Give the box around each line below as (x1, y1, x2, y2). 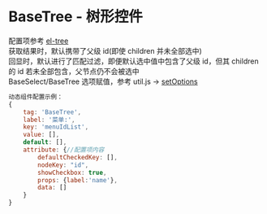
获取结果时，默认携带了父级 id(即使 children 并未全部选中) (8, 46, 203, 55)
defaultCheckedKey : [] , (37, 153, 118, 161)
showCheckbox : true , (37, 168, 107, 177)
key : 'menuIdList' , (23, 123, 89, 131)
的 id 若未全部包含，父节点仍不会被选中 (8, 66, 140, 76)
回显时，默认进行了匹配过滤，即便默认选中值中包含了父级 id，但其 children (8, 56, 259, 66)
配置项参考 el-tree (8, 36, 69, 46)
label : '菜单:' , (23, 116, 75, 124)
